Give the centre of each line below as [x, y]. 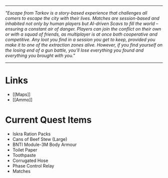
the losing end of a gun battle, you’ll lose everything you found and [74, 50]
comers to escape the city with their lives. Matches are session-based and [82, 18]
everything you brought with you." [40, 55]
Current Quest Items [48, 120]
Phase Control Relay [33, 165]
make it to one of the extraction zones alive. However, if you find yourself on [84, 45]
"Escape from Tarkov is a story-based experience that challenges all [76, 13]
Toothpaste [24, 155]
